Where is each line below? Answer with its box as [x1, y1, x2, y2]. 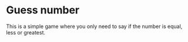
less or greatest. [6, 29, 46, 36]
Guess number [6, 3, 80, 17]
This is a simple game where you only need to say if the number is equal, [6, 23, 183, 30]
